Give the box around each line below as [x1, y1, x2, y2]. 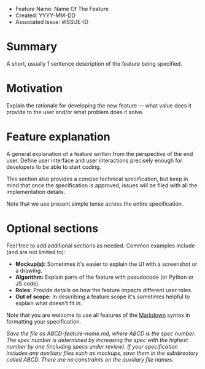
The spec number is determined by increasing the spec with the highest [6, 336, 188, 343]
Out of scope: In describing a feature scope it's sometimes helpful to [15, 293, 190, 300]
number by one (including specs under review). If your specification [6, 343, 178, 350]
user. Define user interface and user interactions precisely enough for [6, 157, 183, 164]
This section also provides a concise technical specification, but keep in [6, 175, 188, 182]
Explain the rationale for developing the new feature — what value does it [6, 101, 192, 109]
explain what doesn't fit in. [15, 299, 83, 306]
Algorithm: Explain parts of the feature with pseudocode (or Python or [15, 273, 194, 281]
